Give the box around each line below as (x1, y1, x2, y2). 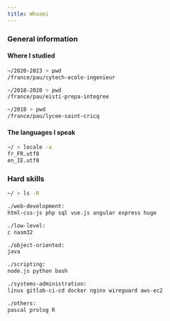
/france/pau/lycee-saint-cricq (7, 113, 100, 120)
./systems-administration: (7, 281, 87, 288)
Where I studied (7, 51, 55, 60)
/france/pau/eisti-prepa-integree (7, 93, 110, 100)
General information (7, 33, 78, 43)
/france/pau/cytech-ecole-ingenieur (7, 74, 115, 81)
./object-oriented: (7, 241, 65, 249)
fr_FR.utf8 (7, 151, 40, 158)
